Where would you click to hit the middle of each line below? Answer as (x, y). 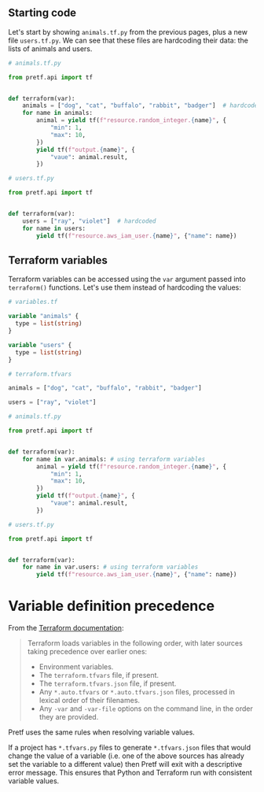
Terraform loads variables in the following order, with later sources (135, 643)
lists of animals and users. (50, 48)
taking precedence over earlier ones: (87, 652)
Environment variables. (76, 667)
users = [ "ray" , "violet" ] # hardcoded (89, 221)
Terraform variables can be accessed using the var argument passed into (127, 279)
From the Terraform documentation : (66, 628)
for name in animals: (57, 113)
